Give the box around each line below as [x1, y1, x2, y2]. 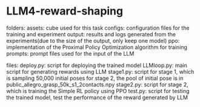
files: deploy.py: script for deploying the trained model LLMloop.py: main [6, 62, 188, 69]
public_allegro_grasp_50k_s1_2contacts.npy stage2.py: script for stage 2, [6, 80, 189, 88]
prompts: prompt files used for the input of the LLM [6, 50, 135, 57]
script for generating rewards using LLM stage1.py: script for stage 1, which [6, 68, 195, 75]
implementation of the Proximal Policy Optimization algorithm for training [6, 44, 188, 51]
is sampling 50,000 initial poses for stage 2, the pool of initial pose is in [6, 74, 184, 82]
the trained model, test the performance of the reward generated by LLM [6, 94, 188, 101]
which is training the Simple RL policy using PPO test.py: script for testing [6, 87, 190, 94]
